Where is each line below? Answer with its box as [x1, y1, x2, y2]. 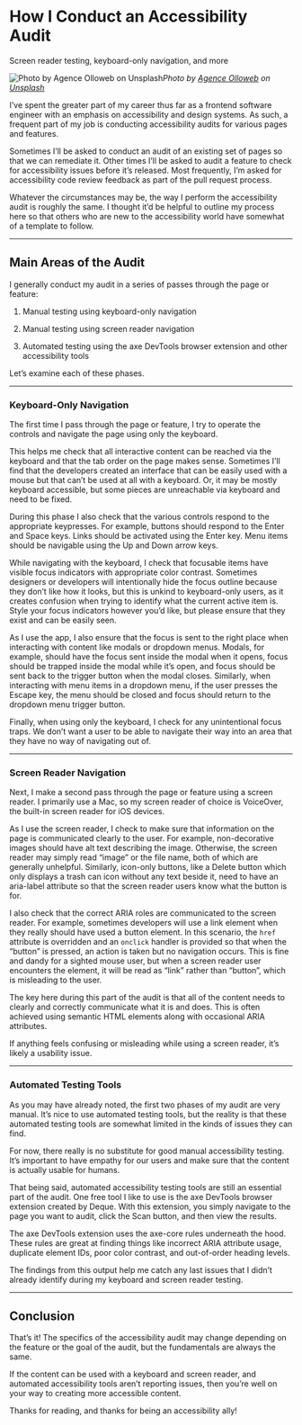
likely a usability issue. [9, 1048, 93, 1059]
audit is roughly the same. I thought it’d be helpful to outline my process [9, 201, 275, 212]
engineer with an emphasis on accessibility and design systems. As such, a [9, 109, 289, 120]
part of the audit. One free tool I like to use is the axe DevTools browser [9, 1191, 273, 1202]
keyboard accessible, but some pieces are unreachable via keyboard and [9, 484, 280, 496]
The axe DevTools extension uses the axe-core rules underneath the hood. [9, 1228, 287, 1239]
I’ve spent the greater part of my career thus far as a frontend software [9, 99, 272, 110]
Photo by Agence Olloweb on [162, 72, 271, 83]
